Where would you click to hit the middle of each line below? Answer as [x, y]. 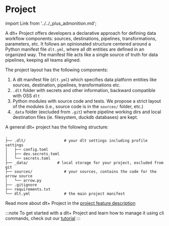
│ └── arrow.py [23, 180]
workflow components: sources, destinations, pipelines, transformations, [81, 38]
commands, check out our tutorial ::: [43, 218]
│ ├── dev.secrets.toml [32, 154]
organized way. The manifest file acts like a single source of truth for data [81, 55]
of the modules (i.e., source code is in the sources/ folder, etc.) [78, 106]
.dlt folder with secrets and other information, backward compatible [84, 90]
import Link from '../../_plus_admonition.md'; [51, 23]
